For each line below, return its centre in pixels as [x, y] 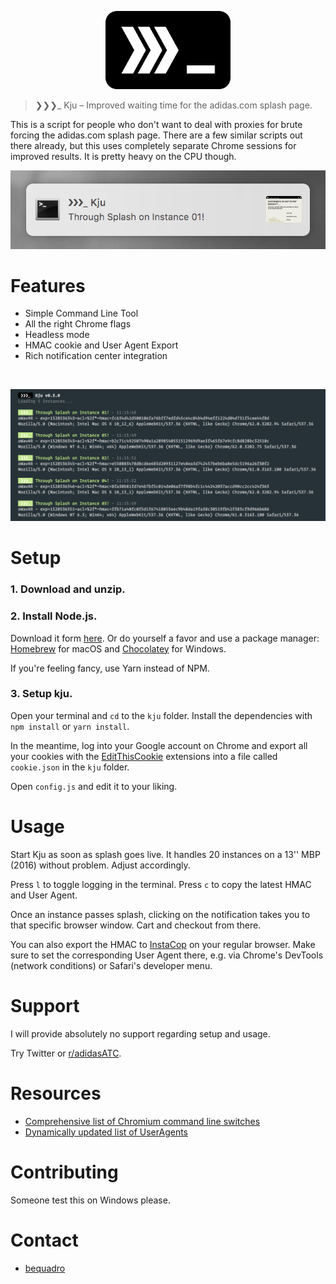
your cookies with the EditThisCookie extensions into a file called [144, 756]
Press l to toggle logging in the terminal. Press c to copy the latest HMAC [161, 884]
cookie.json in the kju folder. [70, 767]
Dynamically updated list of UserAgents [106, 1132]
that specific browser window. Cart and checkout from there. [136, 925]
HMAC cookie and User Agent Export [101, 345]
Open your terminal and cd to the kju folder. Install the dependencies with [161, 715]
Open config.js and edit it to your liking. [94, 786]
